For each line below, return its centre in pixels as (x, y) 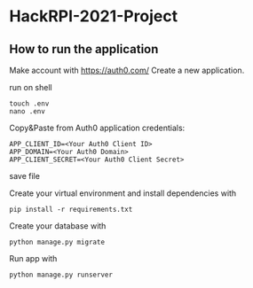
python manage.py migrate (57, 242)
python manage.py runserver (61, 275)
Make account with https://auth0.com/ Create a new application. (127, 70)
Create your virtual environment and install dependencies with (123, 193)
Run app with (33, 258)
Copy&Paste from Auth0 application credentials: (97, 128)
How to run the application (84, 49)
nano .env (28, 112)
